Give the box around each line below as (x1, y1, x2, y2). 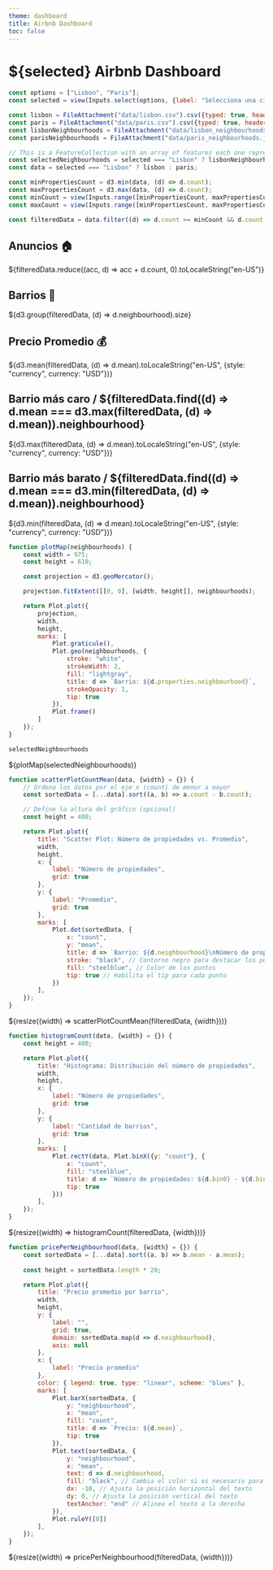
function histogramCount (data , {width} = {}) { (8, 1032, 173, 1040)
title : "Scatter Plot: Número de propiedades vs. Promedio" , (37, 835, 249, 843)
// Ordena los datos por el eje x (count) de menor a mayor (23, 783, 231, 791)
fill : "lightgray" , (66, 670, 132, 678)
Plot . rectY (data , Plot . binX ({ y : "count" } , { (51, 1152, 206, 1161)
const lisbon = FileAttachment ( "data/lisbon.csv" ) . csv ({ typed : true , (8, 111, 249, 120)
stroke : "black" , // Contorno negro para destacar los (66, 956, 256, 964)
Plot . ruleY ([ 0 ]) (51, 1515, 107, 1523)
